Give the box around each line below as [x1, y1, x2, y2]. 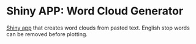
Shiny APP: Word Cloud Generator [6, 4, 184, 18]
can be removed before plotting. [6, 30, 88, 37]
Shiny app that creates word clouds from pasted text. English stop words [6, 24, 190, 31]
